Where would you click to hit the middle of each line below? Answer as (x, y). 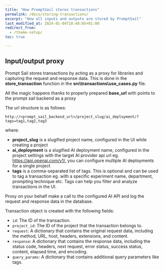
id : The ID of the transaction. (41, 220)
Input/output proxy (35, 61)
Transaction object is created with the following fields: (59, 211)
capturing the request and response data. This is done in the (66, 78)
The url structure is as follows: (35, 108)
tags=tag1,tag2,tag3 (26, 121)
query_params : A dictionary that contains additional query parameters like (85, 257)
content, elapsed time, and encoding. (50, 251)
